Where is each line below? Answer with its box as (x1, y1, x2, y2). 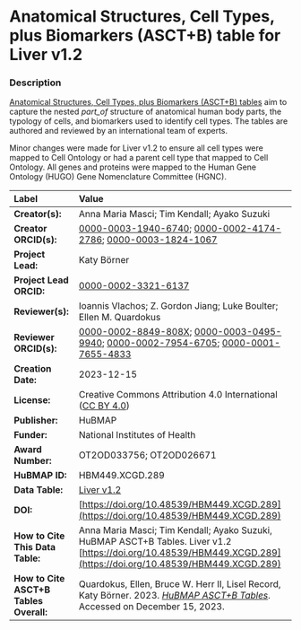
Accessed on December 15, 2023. (79, 600, 226, 613)
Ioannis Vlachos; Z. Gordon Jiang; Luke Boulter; (79, 300, 279, 312)
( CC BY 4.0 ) (79, 399, 130, 412)
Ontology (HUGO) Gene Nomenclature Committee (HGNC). (9, 171, 227, 182)
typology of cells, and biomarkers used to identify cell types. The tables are (9, 116, 288, 127)
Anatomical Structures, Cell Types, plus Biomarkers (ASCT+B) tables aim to (9, 97, 288, 108)
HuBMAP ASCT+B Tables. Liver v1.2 (79, 536, 232, 548)
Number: (13, 455, 52, 468)
